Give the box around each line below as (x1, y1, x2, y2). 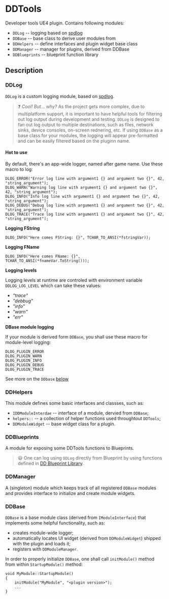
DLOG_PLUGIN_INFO (5, 358, 42, 363)
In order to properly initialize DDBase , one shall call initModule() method (5, 556, 155, 562)
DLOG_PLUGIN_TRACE (5, 367, 44, 372)
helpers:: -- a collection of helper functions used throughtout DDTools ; (12, 415, 161, 422)
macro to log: (5, 166, 33, 172)
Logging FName (5, 244, 40, 250)
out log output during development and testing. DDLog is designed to (17, 116, 160, 122)
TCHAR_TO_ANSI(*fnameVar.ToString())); (5, 258, 90, 263)
